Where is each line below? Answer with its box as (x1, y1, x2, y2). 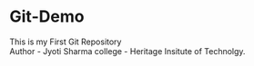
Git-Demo (9, 6, 85, 27)
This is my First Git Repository (9, 36, 122, 47)
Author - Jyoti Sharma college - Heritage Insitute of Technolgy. (9, 45, 246, 56)
